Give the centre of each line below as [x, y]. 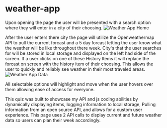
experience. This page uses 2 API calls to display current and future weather [83, 115]
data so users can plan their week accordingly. [53, 120]
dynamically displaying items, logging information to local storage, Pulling [80, 104]
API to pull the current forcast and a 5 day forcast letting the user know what [83, 42]
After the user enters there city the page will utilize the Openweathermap [80, 37]
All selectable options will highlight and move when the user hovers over [79, 84]
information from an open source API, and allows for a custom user [74, 110]
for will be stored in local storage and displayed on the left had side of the [81, 53]
